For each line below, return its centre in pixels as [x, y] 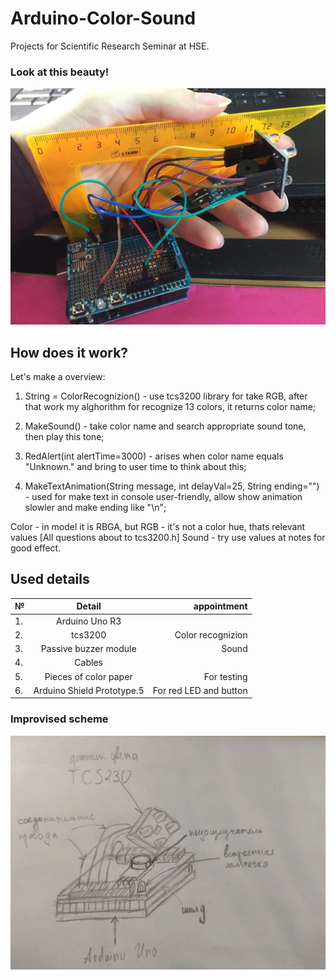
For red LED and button [200, 690]
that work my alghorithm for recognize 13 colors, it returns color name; [170, 407]
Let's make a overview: [58, 377]
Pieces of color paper [88, 676]
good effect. [36, 548]
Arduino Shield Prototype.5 [89, 690]
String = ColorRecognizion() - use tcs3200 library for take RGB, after [166, 396]
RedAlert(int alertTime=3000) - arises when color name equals [154, 456]
